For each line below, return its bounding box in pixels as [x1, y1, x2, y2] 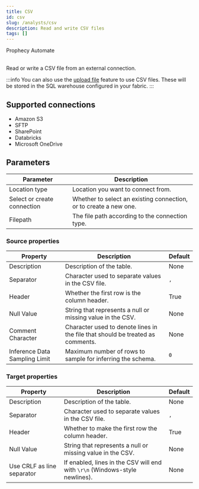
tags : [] [6, 31, 28, 37]
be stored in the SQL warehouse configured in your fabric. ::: [6, 82, 154, 89]
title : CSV [6, 8, 33, 15]
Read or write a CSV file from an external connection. [6, 65, 136, 72]
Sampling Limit [9, 355, 50, 363]
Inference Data [9, 348, 50, 356]
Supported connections [6, 99, 96, 110]
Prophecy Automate [6, 47, 55, 54]
